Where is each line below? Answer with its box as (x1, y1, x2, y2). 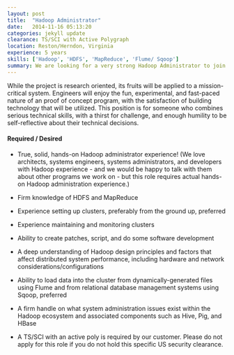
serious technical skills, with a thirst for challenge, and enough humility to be (7, 111, 227, 119)
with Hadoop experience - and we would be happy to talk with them (17, 165, 212, 173)
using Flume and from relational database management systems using (17, 283, 219, 291)
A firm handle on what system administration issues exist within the (17, 304, 211, 312)
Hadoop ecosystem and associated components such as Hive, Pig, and (17, 312, 222, 320)
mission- (198, 81, 224, 89)
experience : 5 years (7, 50, 68, 57)
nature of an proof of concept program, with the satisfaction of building (7, 96, 212, 105)
